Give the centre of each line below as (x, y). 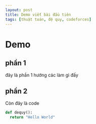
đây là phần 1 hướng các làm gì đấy (42, 75)
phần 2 (16, 91)
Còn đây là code (22, 103)
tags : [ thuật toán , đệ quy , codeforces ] (49, 19)
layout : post (19, 10)
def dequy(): (19, 113)
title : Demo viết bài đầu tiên (38, 15)
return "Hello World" (33, 117)
